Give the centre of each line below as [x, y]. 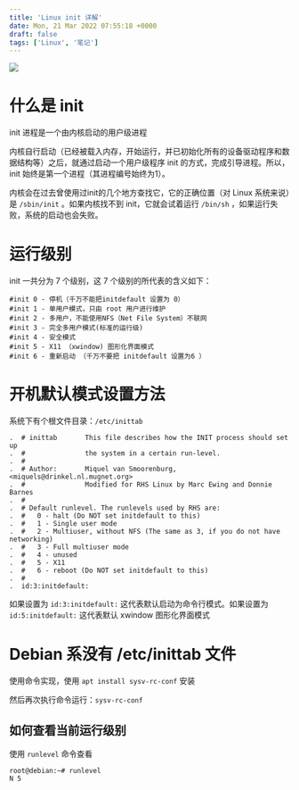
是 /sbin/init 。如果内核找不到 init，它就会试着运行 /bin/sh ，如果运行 [140, 204]
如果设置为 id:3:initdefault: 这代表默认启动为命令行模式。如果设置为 [139, 604]
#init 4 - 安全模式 [43, 337]
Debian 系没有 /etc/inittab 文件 [123, 655]
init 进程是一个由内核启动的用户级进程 [78, 133]
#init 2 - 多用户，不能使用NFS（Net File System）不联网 [108, 319]
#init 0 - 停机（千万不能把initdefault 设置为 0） [97, 300]
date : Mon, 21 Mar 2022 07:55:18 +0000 [83, 26]
